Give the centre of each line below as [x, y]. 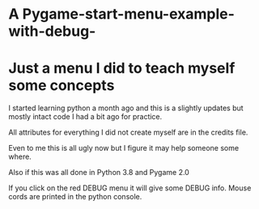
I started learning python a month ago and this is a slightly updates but [126, 108]
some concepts [62, 85]
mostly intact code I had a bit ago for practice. [85, 117]
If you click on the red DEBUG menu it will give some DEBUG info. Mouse [130, 188]
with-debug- [52, 31]
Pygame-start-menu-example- [128, 14]
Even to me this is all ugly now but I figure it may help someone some [124, 148]
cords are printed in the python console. [75, 197]
